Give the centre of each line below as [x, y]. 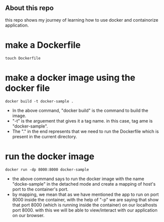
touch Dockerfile [23, 58]
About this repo [30, 8]
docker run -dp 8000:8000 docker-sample [47, 169]
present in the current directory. [45, 136]
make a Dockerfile [43, 45]
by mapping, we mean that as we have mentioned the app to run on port [85, 194]
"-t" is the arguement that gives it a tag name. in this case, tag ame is [82, 121]
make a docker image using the [70, 78]
